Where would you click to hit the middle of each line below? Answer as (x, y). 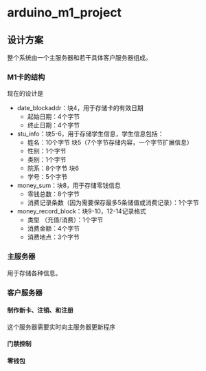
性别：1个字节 (47, 151)
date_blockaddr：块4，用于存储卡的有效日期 (80, 108)
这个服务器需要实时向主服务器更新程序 (61, 327)
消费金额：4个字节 (54, 229)
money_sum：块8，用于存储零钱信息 (69, 185)
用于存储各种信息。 (34, 273)
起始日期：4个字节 (54, 117)
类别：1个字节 (47, 160)
